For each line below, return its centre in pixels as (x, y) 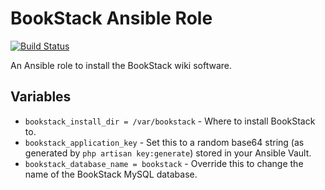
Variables (41, 97)
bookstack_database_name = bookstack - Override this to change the (164, 163)
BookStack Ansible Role (111, 18)
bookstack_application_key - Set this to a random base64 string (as (164, 142)
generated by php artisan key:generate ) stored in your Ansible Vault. (168, 153)
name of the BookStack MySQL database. (111, 174)
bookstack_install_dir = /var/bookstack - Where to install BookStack (170, 121)
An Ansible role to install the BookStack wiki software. (121, 65)
